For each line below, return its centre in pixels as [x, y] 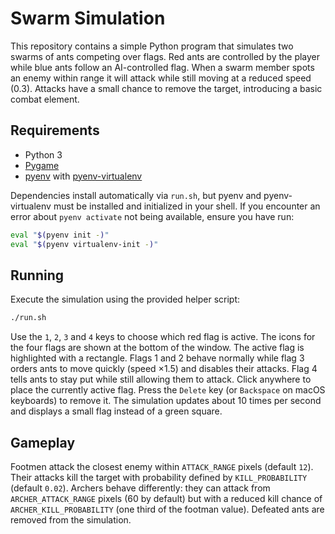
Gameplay [43, 442]
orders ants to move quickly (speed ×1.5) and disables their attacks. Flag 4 [164, 369]
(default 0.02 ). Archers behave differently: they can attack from [140, 488]
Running [37, 275]
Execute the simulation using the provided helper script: [125, 299]
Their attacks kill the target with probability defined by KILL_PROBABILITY [159, 477]
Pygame [42, 165]
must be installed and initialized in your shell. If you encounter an [187, 206]
